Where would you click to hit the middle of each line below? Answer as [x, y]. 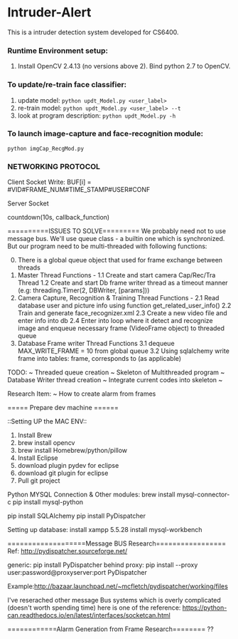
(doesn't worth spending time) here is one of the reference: [94, 608]
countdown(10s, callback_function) [59, 218]
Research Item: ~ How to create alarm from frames [82, 394]
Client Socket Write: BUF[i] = [49, 182]
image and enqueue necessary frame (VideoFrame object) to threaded [121, 328]
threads [29, 267]
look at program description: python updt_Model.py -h [97, 116]
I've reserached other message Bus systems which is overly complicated [114, 600]
